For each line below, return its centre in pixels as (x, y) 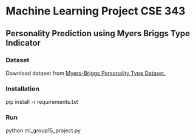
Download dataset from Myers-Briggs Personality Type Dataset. (86, 73)
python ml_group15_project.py (43, 130)
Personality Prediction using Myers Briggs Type (98, 33)
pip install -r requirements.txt (42, 102)
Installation (23, 89)
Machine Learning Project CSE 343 (96, 11)
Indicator (23, 43)
